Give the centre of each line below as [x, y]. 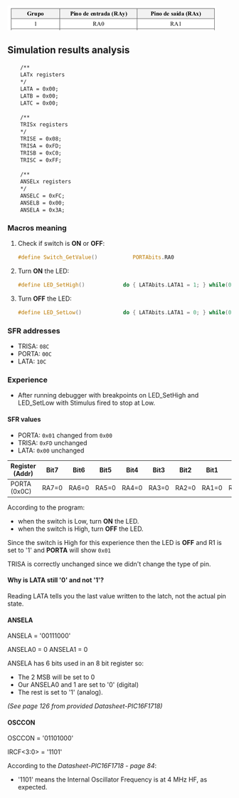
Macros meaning [37, 228]
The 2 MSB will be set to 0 [56, 677]
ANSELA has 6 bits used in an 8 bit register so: [76, 663]
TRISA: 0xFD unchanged [52, 442]
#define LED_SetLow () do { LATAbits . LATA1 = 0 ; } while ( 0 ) [126, 312]
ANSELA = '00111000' [39, 636]
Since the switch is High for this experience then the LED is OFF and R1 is [115, 542]
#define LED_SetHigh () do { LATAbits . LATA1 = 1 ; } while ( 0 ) [126, 285]
